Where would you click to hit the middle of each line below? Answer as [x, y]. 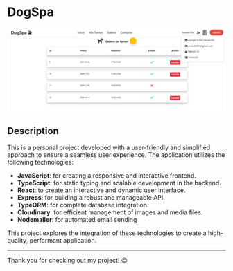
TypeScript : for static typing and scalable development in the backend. [119, 183]
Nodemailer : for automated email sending [77, 220]
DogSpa [31, 12]
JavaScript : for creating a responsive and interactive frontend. [106, 176]
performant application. [63, 241]
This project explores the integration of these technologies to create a [107, 233]
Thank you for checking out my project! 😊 [68, 261]
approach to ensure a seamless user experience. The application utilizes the [116, 155]
